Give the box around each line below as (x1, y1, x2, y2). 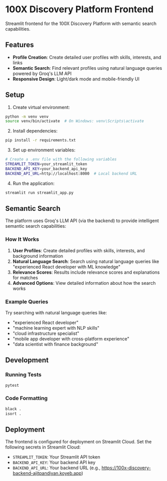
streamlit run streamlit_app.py (5, 190, 74, 195)
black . (5, 406, 22, 411)
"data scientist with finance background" (12, 341, 98, 347)
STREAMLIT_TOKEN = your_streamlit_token (5, 162, 87, 167)
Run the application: (12, 180, 55, 186)
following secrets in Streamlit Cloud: (5, 444, 81, 450)
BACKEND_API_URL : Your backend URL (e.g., (12, 465, 101, 471)
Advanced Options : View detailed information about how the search (12, 280, 156, 286)
